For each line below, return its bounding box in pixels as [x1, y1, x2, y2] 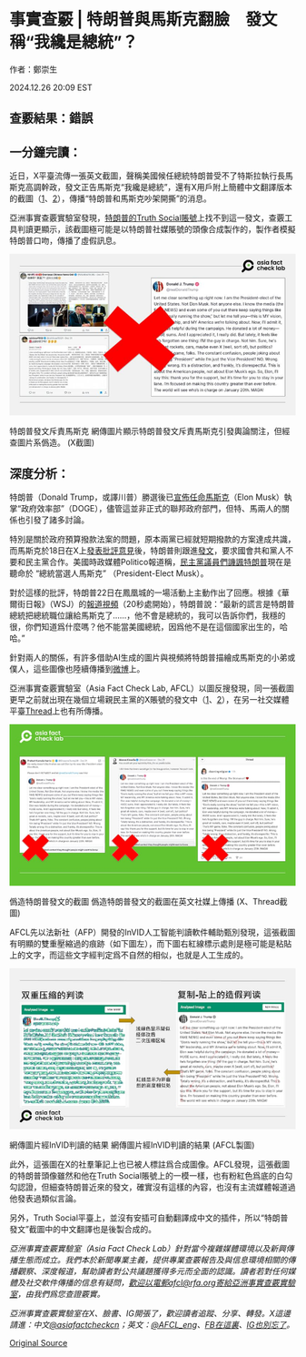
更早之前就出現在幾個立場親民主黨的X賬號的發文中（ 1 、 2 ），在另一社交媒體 [9, 694, 290, 705]
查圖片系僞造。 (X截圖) [9, 437, 95, 448]
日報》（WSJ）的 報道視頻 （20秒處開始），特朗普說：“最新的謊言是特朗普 [25, 599, 295, 610]
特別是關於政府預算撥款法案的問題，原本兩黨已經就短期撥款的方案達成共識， [9, 534, 296, 545]
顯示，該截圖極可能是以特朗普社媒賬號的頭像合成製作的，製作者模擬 [40, 224, 296, 235]
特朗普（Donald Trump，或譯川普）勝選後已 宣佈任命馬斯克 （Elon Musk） [9, 491, 284, 502]
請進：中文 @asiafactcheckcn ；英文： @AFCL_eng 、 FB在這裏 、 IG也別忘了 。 [9, 1320, 295, 1331]
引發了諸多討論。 [25, 514, 89, 525]
